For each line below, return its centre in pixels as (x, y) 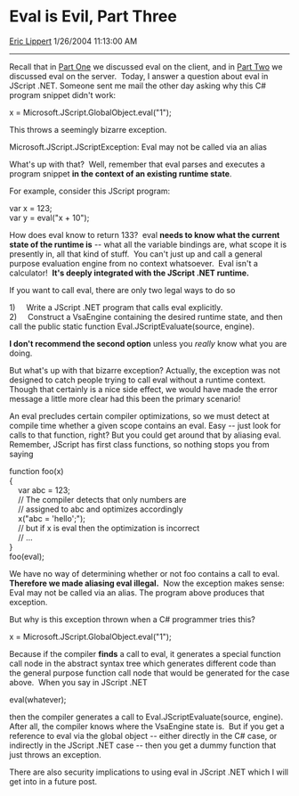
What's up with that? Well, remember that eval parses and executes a (137, 164)
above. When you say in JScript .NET (79, 682)
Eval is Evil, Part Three (93, 16)
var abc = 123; (44, 490)
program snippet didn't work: (63, 94)
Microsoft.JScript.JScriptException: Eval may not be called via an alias (138, 147)
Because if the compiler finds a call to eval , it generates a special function (145, 653)
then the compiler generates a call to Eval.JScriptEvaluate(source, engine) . (146, 717)
